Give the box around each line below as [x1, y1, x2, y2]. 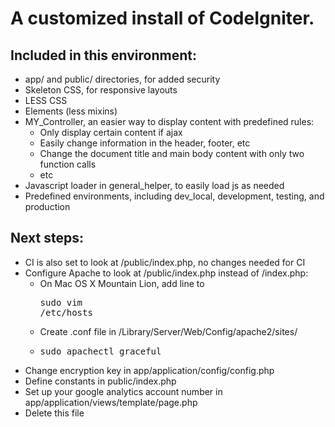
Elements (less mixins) [24, 105, 118, 117]
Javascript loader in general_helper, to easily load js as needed [24, 180, 285, 191]
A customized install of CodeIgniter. [10, 7, 315, 30]
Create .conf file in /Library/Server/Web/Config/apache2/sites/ [39, 325, 298, 337]
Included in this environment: [10, 47, 197, 64]
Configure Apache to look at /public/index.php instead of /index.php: [24, 267, 309, 279]
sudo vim [39, 297, 83, 308]
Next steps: [10, 230, 85, 247]
